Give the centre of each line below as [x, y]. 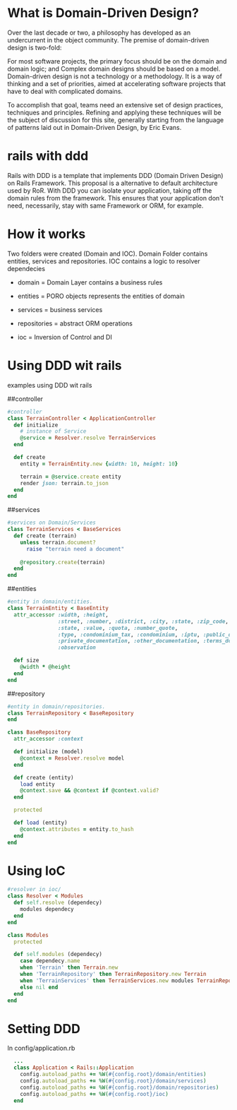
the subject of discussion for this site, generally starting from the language [116, 120]
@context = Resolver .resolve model [72, 758]
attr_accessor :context [48, 739]
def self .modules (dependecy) [58, 955]
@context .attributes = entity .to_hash [77, 829]
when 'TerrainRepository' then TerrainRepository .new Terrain [113, 974]
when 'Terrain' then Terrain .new [69, 968]
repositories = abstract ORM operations [75, 323]
